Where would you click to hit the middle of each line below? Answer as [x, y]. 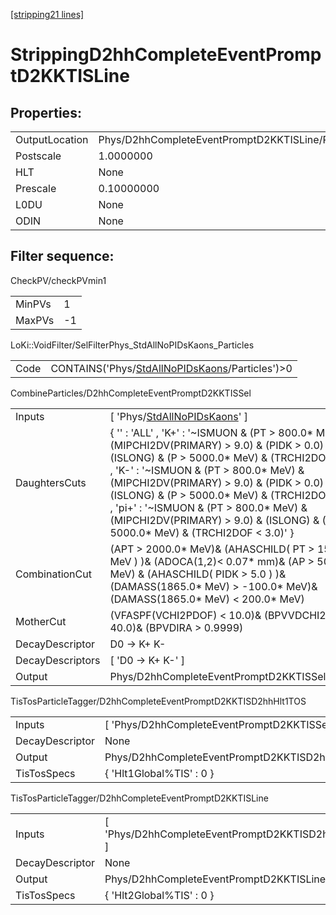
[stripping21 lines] [47, 14]
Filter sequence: [62, 256]
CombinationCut [53, 574]
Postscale [38, 156]
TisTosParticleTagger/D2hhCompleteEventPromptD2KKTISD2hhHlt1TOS [158, 701]
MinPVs [33, 304]
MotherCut [41, 621]
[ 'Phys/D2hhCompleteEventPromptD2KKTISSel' [219, 724]
